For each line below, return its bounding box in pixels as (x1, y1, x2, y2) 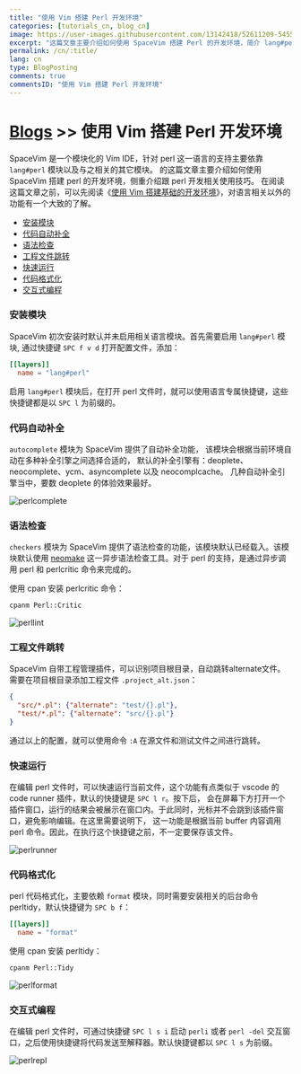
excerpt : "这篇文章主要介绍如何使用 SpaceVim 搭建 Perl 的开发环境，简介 (9, 38, 261, 48)
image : (9, 30, 34, 39)
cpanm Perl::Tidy (9, 964, 74, 973)
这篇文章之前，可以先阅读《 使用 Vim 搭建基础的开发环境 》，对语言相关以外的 (9, 186, 291, 198)
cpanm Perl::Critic (9, 601, 82, 611)
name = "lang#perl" (17, 368, 90, 377)
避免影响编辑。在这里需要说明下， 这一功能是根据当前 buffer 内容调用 (24, 815, 282, 826)
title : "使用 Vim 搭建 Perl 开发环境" (9, 13, 143, 22)
